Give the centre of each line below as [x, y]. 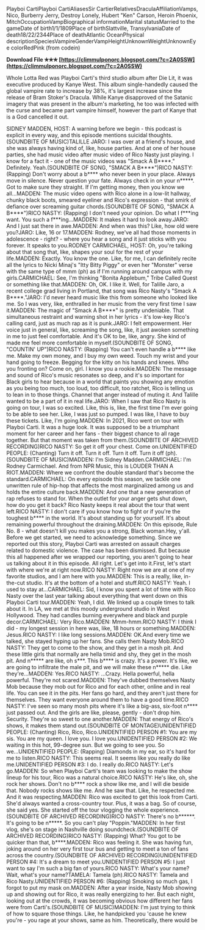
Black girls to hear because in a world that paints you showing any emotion [101, 382]
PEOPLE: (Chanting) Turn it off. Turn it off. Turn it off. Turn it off [85, 453]
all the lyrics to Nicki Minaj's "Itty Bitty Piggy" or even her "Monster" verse [100, 265]
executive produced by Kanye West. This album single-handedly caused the [102, 84]
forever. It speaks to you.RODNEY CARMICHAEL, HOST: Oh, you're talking [99, 245]
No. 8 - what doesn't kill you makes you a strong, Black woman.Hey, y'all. [99, 531]
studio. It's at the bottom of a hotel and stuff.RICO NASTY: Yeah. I [108, 583]
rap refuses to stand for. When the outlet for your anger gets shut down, [97, 498]
